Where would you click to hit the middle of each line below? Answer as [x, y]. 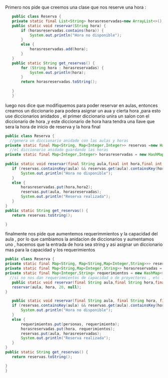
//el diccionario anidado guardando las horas [59, 150]
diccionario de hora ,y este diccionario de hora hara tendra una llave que [80, 121]
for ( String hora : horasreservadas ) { [62, 68]
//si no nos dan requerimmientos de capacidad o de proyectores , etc [85, 278]
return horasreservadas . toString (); [59, 82]
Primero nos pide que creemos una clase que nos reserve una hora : [76, 7]
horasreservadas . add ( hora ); [59, 49]
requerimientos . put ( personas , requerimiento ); [70, 324]
